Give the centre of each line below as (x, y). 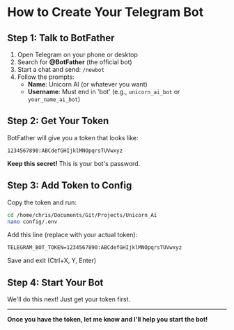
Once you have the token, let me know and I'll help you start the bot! (108, 320)
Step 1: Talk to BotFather (61, 38)
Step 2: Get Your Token (58, 121)
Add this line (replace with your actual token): (72, 235)
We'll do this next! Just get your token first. (69, 299)
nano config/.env (32, 222)
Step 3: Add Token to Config (70, 186)
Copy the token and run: (42, 202)
